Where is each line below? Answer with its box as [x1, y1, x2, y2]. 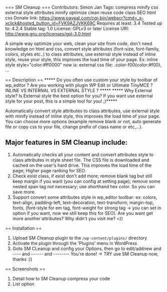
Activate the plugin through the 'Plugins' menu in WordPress [12, 240, 137, 246]
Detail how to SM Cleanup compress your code [12, 275, 110, 281]
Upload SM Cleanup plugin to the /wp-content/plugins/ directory [12, 235, 147, 241]
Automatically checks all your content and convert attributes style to [12, 151, 154, 157]
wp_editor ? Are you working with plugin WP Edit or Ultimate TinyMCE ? [5, 82, 153, 88]
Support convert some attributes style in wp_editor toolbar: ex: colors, [12, 194, 157, 200]
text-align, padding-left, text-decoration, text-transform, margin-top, [12, 199, 154, 205]
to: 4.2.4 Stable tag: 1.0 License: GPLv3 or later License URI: [5, 26, 129, 32]
